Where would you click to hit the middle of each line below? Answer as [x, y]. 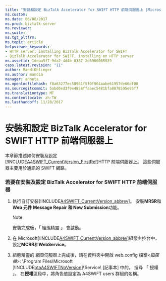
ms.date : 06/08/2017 [27, 19]
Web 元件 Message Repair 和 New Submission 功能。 [67, 207]
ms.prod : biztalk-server [31, 24]
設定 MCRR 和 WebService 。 [40, 245]
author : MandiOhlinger [28, 70]
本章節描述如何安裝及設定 [31, 156]
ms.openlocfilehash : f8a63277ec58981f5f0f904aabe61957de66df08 [72, 84]
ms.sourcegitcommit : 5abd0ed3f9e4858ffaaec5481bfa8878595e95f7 [72, 88]
